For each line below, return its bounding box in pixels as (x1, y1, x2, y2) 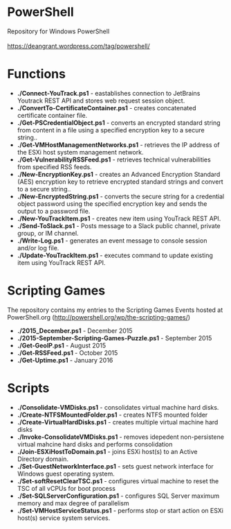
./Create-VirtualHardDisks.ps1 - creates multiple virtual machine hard (17, 417, 219, 426)
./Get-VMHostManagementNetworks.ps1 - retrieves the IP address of (17, 140, 220, 149)
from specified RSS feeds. (17, 162, 92, 171)
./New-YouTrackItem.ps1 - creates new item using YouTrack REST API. (17, 214, 221, 223)
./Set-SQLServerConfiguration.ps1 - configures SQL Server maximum (17, 492, 220, 500)
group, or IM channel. (17, 229, 79, 237)
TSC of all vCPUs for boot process (17, 484, 116, 492)
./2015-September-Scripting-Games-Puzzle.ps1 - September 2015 (17, 333, 212, 342)
